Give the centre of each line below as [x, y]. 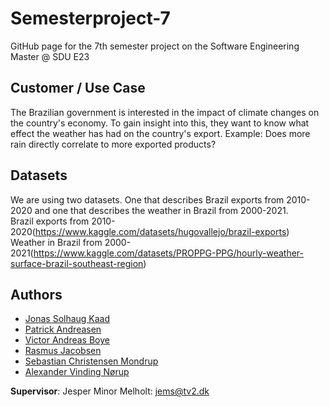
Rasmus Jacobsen [63, 351]
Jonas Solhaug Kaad [67, 319]
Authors [36, 294]
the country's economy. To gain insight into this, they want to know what [160, 123]
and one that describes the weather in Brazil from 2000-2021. [161, 210]
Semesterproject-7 [90, 18]
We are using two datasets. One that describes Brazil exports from [147, 199]
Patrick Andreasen [63, 329]
